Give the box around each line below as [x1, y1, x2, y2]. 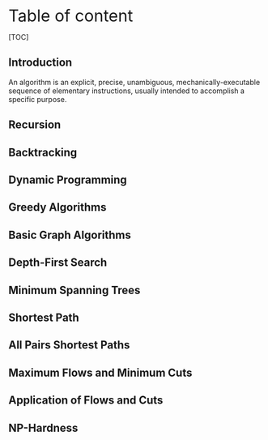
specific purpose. [8, 94, 67, 104]
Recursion [8, 118, 62, 132]
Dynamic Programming [8, 173, 127, 186]
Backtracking [8, 145, 78, 159]
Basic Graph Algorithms [8, 228, 131, 241]
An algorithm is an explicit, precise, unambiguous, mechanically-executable [8, 77, 261, 87]
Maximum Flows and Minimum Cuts [8, 365, 193, 379]
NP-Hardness [8, 421, 79, 434]
